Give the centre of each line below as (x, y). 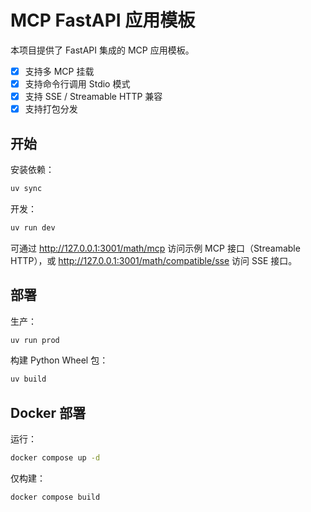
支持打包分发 (51, 109)
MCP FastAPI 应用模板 (103, 20)
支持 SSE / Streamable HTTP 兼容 (93, 97)
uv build (28, 379)
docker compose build (55, 497)
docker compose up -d (55, 458)
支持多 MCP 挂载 (59, 71)
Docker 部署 (48, 412)
